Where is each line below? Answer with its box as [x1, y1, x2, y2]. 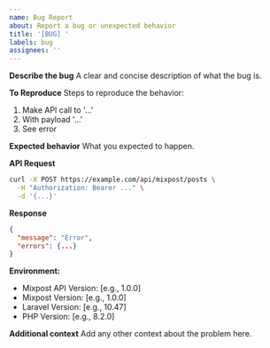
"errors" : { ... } [17, 241, 77, 250]
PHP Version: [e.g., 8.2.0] [21, 312, 115, 322]
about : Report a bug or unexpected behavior [9, 21, 176, 30]
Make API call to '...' [21, 105, 94, 115]
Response [9, 208, 47, 218]
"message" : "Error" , [17, 233, 93, 242]
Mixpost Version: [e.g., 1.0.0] [21, 292, 127, 303]
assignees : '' [9, 46, 62, 55]
